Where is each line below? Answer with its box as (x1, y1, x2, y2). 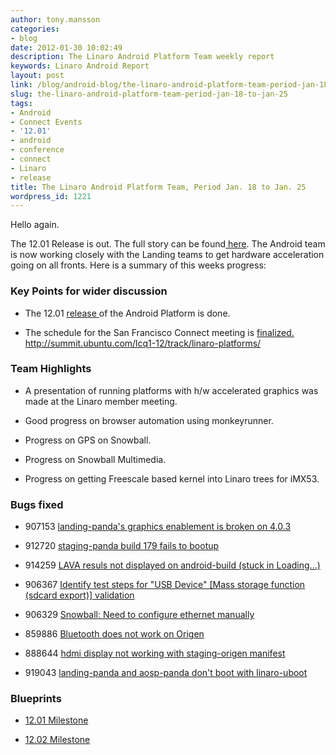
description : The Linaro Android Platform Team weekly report (10, 52, 275, 62)
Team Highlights (10, 362, 92, 376)
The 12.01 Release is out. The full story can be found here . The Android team (10, 238, 326, 250)
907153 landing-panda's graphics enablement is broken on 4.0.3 (24, 521, 292, 533)
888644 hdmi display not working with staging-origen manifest (24, 647, 286, 660)
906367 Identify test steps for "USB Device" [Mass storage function (24, 579, 306, 591)
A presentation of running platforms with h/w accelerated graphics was (24, 384, 319, 396)
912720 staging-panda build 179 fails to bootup (24, 540, 220, 552)
